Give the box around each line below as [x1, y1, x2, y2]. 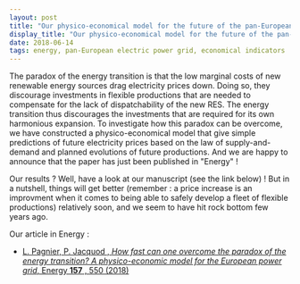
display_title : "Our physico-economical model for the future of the [9, 29, 274, 38]
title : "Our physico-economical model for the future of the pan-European [9, 21, 294, 30]
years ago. [9, 212, 49, 222]
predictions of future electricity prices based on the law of [9, 138, 224, 148]
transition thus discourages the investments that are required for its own [9, 109, 275, 120]
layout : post [9, 13, 58, 22]
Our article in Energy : [9, 229, 89, 239]
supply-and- [225, 138, 271, 148]
